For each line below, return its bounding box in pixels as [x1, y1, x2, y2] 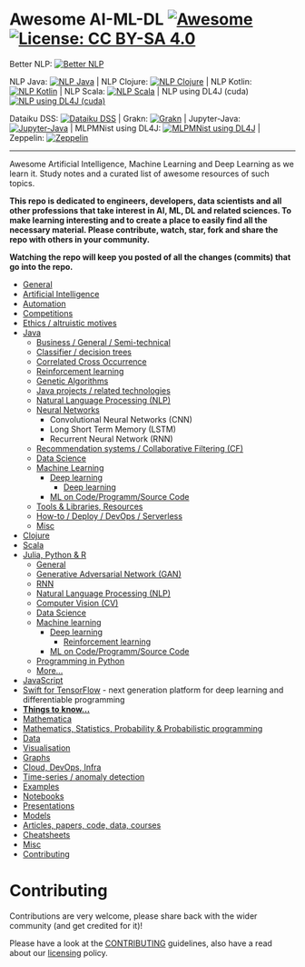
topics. [9, 177, 35, 188]
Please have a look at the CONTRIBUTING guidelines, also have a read [9, 937, 272, 949]
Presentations [22, 800, 75, 811]
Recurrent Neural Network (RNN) [49, 433, 174, 444]
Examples [22, 781, 60, 792]
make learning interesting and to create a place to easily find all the [9, 214, 268, 225]
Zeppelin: [9, 132, 45, 143]
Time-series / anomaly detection [22, 771, 145, 782]
